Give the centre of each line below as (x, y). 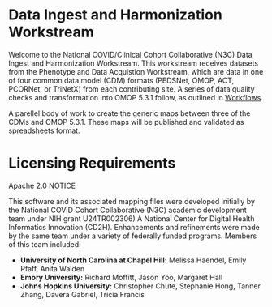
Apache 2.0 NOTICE (42, 185)
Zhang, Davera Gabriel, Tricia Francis (82, 294)
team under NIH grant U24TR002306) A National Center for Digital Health (132, 218)
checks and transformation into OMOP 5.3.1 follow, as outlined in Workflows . (136, 97)
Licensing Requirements (92, 163)
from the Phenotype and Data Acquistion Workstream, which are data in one (136, 71)
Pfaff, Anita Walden (52, 268)
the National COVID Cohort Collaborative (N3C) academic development (128, 210)
